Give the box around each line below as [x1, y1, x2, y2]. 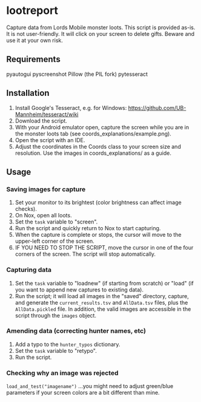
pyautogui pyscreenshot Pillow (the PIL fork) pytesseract [6, 70, 148, 78]
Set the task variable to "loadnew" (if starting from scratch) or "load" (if [15, 279, 194, 287]
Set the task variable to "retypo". [15, 347, 97, 354]
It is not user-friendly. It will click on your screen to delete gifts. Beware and [6, 30, 195, 37]
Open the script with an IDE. [15, 136, 85, 143]
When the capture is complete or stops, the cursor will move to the [15, 231, 182, 239]
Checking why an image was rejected [6, 369, 119, 377]
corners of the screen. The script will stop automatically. [15, 250, 156, 258]
